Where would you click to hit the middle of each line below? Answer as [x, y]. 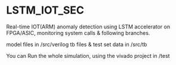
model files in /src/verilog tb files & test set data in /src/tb [77, 44]
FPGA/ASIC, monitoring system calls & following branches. [78, 32]
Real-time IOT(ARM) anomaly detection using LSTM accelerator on [88, 27]
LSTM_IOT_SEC [45, 10]
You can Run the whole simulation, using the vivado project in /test [88, 56]
